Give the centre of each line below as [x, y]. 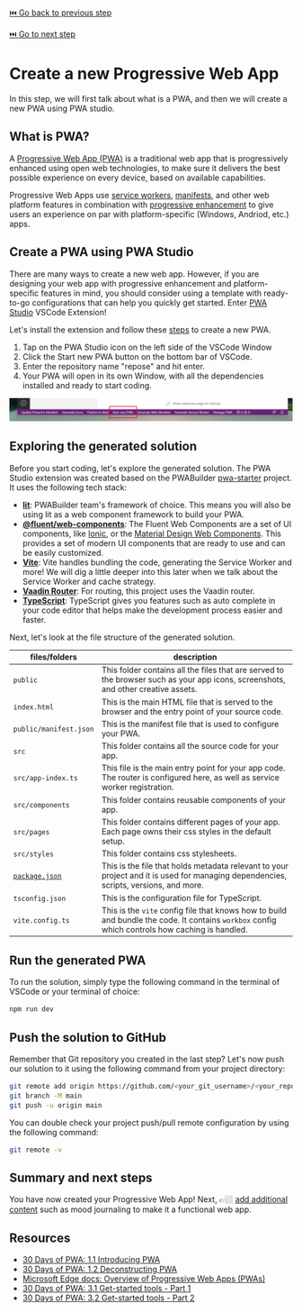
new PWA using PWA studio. [62, 108]
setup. [113, 841]
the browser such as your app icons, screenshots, [194, 679]
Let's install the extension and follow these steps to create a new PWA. [140, 329]
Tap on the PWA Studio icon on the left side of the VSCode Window [147, 347]
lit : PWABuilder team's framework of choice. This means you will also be [157, 505]
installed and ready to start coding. [87, 385]
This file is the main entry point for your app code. [194, 768]
